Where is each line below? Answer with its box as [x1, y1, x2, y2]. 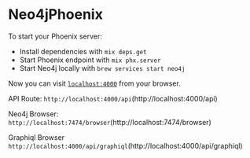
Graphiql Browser [8, 132, 65, 142]
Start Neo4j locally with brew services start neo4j [19, 63, 186, 72]
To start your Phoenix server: [8, 31, 102, 41]
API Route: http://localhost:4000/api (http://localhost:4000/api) [8, 94, 218, 103]
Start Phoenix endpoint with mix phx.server [19, 55, 161, 64]
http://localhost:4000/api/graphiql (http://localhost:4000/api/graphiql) [8, 141, 243, 150]
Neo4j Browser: [8, 108, 59, 119]
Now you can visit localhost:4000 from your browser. [8, 79, 181, 88]
